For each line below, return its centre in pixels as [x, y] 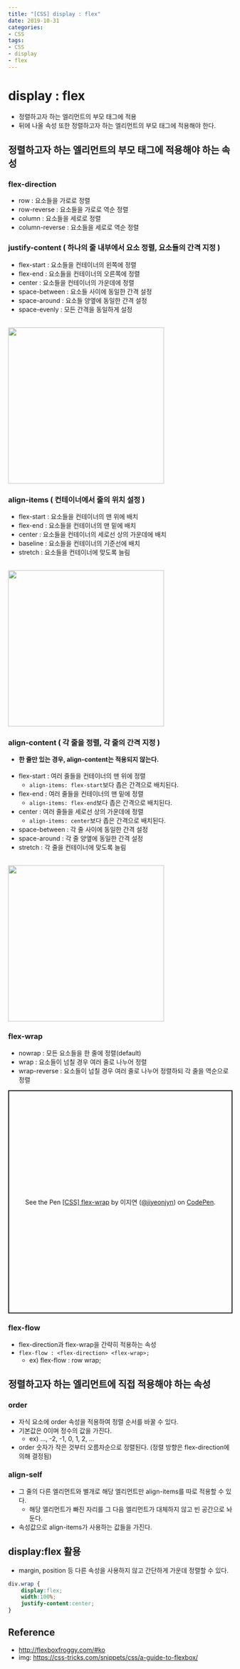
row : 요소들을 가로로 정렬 [54, 201]
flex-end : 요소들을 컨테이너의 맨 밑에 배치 [77, 525]
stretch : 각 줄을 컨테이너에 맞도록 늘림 [72, 848]
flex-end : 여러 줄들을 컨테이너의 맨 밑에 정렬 [81, 794]
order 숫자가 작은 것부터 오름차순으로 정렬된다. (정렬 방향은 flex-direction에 [124, 1447]
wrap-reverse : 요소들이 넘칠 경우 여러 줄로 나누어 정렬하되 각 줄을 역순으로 [124, 1071]
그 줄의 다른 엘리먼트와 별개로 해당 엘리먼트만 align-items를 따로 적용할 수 [121, 1491]
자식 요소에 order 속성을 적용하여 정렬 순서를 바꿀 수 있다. [98, 1421]
